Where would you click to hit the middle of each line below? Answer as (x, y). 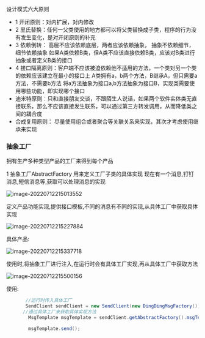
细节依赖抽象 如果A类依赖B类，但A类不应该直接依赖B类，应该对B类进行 (105, 53)
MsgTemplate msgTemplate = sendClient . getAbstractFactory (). (108, 317)
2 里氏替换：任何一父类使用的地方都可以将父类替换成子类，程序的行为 (103, 30)
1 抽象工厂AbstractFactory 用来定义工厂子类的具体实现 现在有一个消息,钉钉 (100, 174)
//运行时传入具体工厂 (49, 301)
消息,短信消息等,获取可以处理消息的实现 (56, 182)
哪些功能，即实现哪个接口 (53, 91)
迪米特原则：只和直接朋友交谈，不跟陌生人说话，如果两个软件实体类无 (103, 99)
